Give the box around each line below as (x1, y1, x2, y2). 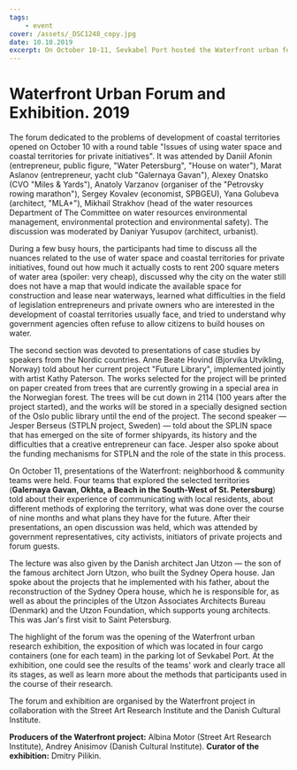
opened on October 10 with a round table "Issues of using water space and (9, 142, 283, 152)
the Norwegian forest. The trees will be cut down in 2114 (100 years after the (9, 392, 287, 403)
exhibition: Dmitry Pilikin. (9, 751, 102, 761)
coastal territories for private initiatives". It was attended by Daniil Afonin (9, 151, 272, 162)
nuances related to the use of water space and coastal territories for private (9, 253, 286, 264)
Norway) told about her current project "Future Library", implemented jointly (9, 364, 286, 374)
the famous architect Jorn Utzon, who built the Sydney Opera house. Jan (9, 567, 276, 578)
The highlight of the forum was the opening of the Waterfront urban (9, 632, 255, 643)
